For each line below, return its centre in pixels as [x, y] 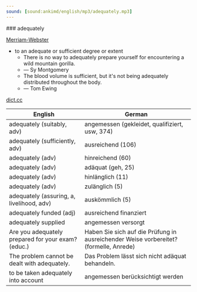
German [136, 114]
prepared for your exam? [43, 239]
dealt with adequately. [40, 263]
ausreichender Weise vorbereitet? [131, 239]
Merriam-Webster [28, 39]
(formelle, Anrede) [110, 246]
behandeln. [100, 263]
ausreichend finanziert [115, 213]
